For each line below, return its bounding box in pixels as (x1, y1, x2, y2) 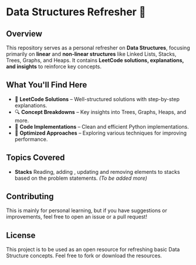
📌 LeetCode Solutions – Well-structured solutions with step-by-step (14, 95, 180, 102)
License (6, 230, 36, 240)
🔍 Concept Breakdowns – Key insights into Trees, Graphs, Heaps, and (14, 108, 187, 115)
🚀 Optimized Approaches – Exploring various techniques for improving (14, 129, 187, 136)
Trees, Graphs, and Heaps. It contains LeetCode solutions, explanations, (6, 57, 184, 63)
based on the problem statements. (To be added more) (14, 175, 148, 182)
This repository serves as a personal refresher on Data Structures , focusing (6, 44, 190, 51)
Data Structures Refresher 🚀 (6, 5, 146, 19)
